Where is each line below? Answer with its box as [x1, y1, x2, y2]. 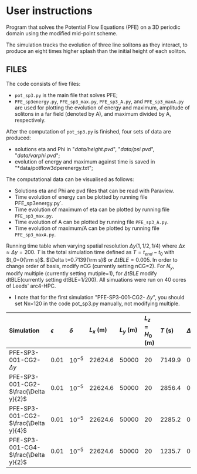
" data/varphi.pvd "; [14, 152, 60, 159]
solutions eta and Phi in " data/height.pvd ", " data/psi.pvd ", [14, 145, 155, 152]
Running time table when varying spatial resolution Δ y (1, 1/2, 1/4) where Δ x [6, 242, 185, 249]
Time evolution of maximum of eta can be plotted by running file [14, 206, 170, 213]
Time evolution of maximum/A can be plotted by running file [14, 225, 159, 232]
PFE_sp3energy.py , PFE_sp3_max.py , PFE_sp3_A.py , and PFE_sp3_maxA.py [14, 98, 184, 105]
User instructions [6, 4, 93, 18]
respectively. [14, 116, 46, 123]
